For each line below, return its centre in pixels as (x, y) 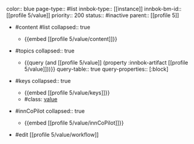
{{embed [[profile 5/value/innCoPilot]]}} (74, 123)
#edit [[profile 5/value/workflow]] (57, 135)
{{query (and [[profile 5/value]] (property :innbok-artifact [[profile (106, 63)
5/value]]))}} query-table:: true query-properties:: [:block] (96, 69)
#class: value (41, 99)
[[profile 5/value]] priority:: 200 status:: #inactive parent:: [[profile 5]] (93, 15)
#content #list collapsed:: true (53, 27)
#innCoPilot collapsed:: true (50, 111)
